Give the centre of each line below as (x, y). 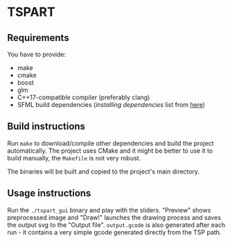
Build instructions (46, 127)
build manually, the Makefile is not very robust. (74, 158)
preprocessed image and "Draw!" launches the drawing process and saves (114, 217)
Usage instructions (49, 193)
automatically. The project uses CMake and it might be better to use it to (110, 151)
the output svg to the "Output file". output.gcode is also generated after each (116, 225)
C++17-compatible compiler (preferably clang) (83, 97)
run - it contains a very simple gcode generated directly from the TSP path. (114, 232)
